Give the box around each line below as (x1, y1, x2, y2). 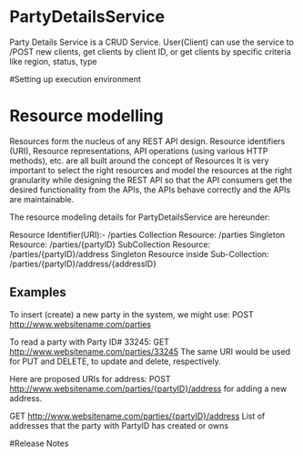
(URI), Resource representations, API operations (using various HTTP (9, 145, 268, 156)
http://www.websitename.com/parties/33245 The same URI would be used (9, 346, 291, 357)
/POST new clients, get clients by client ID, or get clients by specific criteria (9, 46, 291, 57)
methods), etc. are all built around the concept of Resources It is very (9, 155, 269, 166)
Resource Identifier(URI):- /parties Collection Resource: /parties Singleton (9, 229, 286, 240)
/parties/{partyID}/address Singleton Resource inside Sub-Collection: (9, 248, 269, 259)
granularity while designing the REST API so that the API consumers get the (9, 174, 293, 185)
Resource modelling (9, 106, 164, 127)
